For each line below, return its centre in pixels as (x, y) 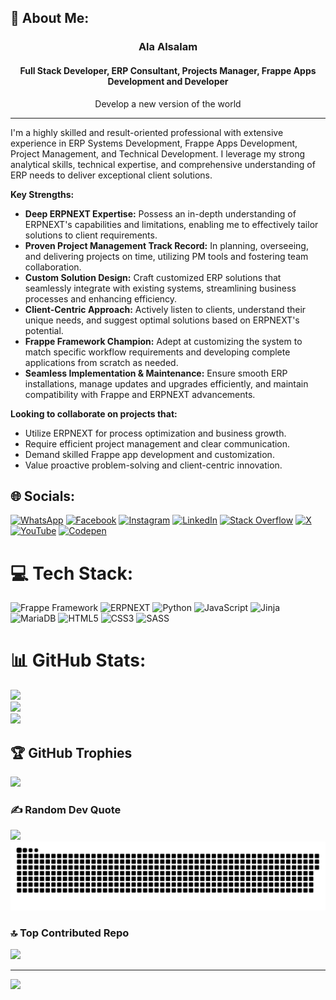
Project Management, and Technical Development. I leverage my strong (158, 153)
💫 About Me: (50, 18)
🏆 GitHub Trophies (71, 752)
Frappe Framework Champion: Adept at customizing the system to (163, 341)
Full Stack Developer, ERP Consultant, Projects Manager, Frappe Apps (168, 70)
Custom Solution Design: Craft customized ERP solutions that (153, 277)
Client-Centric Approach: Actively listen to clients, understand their (165, 309)
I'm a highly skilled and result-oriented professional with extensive (147, 132)
